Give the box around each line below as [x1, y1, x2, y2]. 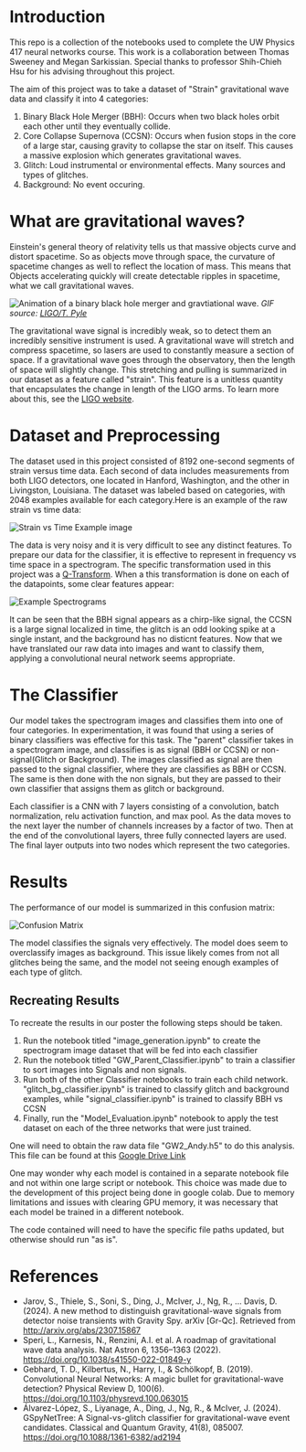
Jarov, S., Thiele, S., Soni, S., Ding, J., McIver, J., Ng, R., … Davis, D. [22, 1296, 278, 1307]
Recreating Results [9, 993, 121, 1009]
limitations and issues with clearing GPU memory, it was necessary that [9, 1196, 279, 1208]
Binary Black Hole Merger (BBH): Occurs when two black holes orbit [22, 111, 280, 122]
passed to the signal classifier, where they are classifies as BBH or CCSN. [9, 763, 287, 774]
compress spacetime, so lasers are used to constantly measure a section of [9, 345, 295, 356]
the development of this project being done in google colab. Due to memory [9, 1187, 295, 1198]
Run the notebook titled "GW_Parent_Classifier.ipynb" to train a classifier [22, 1054, 296, 1065]
